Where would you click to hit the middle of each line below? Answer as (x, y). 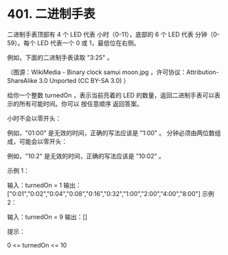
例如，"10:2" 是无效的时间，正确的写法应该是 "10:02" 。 (86, 156)
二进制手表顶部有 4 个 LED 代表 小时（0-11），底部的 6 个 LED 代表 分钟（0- (113, 34)
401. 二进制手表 (52, 14)
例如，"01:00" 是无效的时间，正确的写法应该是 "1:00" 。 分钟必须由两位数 (111, 133)
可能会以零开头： (43, 141)
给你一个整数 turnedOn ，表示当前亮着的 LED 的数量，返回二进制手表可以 (111, 95)
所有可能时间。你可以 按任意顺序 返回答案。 (81, 104)
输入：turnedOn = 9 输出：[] (47, 217)
